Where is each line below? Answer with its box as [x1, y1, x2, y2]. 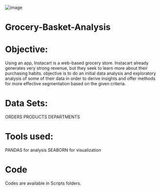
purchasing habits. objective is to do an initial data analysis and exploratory [5, 71, 156, 76]
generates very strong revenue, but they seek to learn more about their [5, 65, 148, 71]
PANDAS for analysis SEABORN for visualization [5, 147, 101, 153]
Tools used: [5, 131, 54, 142]
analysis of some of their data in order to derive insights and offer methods [5, 76, 156, 81]
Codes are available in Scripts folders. [5, 180, 81, 186]
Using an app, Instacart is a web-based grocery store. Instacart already [5, 60, 149, 66]
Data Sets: [5, 98, 48, 109]
